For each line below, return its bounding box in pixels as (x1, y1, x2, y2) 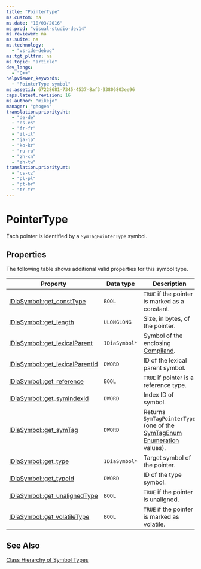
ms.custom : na (6, 14, 42, 20)
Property (41, 279, 67, 288)
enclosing (143, 339, 172, 348)
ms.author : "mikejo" (6, 98, 58, 104)
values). (143, 444, 166, 452)
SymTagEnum (143, 429, 182, 437)
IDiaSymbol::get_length (9, 318, 75, 327)
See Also (6, 540, 40, 550)
